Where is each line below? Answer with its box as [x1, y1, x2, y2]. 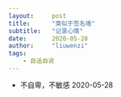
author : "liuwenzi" [8, 42, 89, 50]
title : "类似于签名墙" [8, 19, 95, 27]
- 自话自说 [23, 57, 55, 65]
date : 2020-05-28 [8, 34, 89, 43]
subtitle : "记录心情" [8, 27, 83, 35]
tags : [8, 49, 27, 57]
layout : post [8, 11, 67, 20]
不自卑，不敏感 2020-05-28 [19, 80, 114, 90]
